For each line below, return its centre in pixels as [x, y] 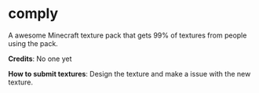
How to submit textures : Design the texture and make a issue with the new [129, 73]
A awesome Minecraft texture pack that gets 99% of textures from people [128, 35]
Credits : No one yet [40, 59]
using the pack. [33, 43]
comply [33, 14]
